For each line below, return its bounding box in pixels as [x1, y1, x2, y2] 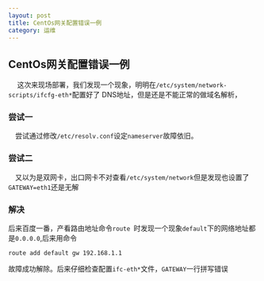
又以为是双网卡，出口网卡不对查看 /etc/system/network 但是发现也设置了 [15, 172, 250, 182]
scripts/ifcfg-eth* [8, 92, 73, 100]
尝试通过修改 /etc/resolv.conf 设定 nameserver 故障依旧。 [15, 131, 198, 141]
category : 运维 [8, 26, 56, 34]
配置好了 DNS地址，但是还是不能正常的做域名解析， [71, 90, 242, 100]
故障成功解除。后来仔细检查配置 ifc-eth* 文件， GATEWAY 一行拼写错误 [8, 264, 228, 274]
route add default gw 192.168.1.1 [8, 249, 123, 257]
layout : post [8, 11, 52, 20]
